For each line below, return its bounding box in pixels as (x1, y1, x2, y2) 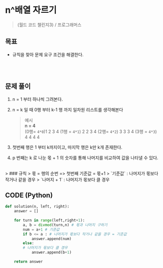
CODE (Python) (5, 191, 53, 200)
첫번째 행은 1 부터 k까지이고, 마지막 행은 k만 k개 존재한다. (12, 144, 122, 150)
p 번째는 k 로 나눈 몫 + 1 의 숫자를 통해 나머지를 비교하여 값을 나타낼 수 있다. (12, 155, 159, 161)
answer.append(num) (31, 236, 72, 241)
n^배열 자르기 (5, 4, 57, 16)
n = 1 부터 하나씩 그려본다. (12, 96, 63, 102)
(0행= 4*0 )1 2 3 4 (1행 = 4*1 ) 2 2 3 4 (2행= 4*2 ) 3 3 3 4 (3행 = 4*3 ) (24, 129, 157, 134)
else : (23, 241, 35, 246)
